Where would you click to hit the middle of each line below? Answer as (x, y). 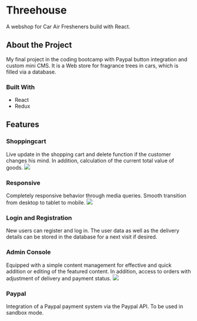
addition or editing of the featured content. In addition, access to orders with (98, 271)
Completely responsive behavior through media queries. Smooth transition (96, 196)
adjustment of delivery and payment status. (59, 278)
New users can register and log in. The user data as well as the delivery (93, 231)
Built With (21, 87)
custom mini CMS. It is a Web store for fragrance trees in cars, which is (92, 65)
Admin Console (29, 252)
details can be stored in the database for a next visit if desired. (82, 237)
